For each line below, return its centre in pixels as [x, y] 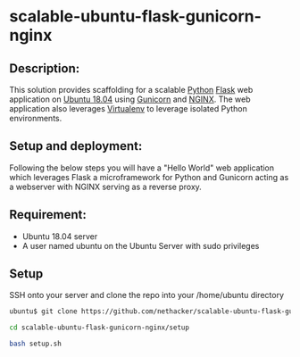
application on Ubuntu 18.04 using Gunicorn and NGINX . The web [130, 99]
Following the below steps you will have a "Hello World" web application [142, 168]
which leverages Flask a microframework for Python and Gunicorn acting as [149, 177]
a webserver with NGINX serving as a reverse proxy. [106, 187]
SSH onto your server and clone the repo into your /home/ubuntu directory [146, 295]
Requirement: [48, 215]
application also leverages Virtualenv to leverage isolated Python [128, 108]
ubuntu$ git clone [43, 311]
